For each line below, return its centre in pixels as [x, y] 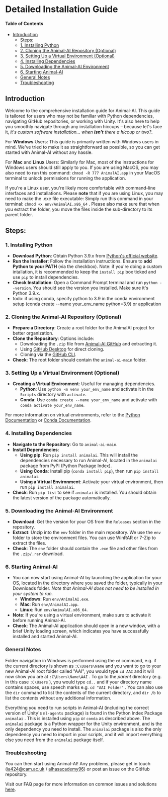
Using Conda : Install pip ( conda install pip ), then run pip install [89, 471]
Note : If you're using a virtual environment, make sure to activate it [81, 615]
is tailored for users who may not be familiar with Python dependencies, [80, 116]
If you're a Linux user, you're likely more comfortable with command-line [80, 188]
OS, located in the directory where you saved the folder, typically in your [87, 583]
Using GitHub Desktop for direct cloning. [62, 349]
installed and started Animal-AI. [45, 637]
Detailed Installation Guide [62, 9]
